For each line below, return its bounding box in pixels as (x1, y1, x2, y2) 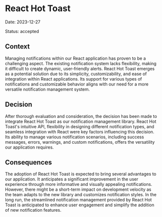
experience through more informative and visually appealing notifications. (5, 182, 152, 187)
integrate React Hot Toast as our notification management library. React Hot (5, 118, 157, 124)
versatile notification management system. (5, 86, 90, 92)
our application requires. (5, 144, 54, 150)
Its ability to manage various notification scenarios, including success (5, 134, 144, 140)
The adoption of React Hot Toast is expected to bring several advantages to (5, 171, 157, 177)
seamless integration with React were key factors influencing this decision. (5, 129, 154, 134)
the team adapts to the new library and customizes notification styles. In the (5, 192, 157, 198)
